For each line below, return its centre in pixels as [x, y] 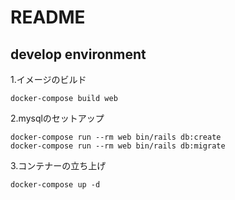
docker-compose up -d [55, 185]
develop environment [78, 54]
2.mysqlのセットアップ [57, 118]
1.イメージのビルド [48, 79]
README [48, 17]
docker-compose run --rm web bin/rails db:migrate [118, 146]
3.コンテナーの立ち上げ [58, 165]
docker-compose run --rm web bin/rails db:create [116, 137]
